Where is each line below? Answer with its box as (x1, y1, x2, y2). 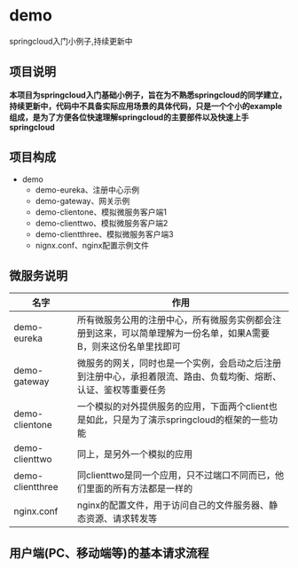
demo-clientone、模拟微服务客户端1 (35, 206, 167, 217)
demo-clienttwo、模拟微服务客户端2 (35, 217, 169, 228)
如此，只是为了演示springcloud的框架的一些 (85, 414, 270, 426)
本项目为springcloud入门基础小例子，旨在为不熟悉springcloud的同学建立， (9, 90, 286, 100)
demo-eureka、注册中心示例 (35, 184, 140, 195)
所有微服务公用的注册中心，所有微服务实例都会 (76, 314, 273, 327)
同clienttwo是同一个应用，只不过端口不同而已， (76, 469, 276, 482)
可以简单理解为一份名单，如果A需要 (121, 327, 271, 340)
